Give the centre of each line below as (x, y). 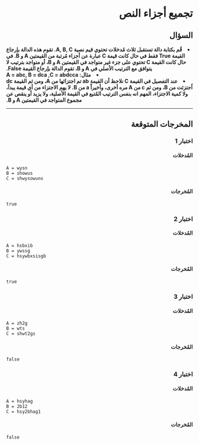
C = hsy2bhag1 (24, 411)
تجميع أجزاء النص (156, 13)
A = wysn (17, 168)
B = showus (20, 173)
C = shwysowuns (25, 178)
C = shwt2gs (21, 334)
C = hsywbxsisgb (26, 256)
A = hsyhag (20, 401)
